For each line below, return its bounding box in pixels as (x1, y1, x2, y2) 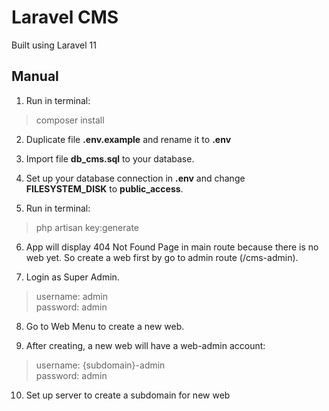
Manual (11, 68, 59, 85)
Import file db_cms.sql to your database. (25, 152, 195, 165)
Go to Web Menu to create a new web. (25, 320, 185, 332)
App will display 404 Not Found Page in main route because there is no (25, 241, 319, 253)
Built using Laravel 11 (11, 39, 97, 51)
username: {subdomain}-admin (35, 359, 166, 371)
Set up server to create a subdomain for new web (25, 389, 231, 401)
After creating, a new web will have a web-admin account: (25, 339, 266, 351)
